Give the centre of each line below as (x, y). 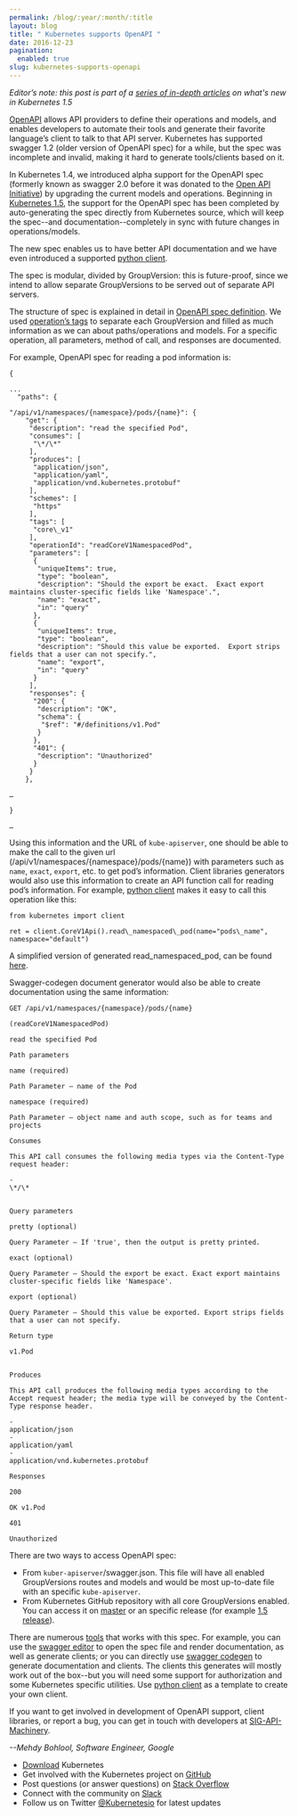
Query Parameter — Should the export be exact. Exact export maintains (145, 1273)
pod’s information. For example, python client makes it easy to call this (138, 890)
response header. (61, 1406)
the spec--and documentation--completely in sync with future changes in (145, 222)
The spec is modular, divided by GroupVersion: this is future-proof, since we (149, 275)
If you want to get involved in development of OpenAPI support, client (137, 1711)
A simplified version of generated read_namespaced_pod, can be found (141, 956)
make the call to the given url (62, 851)
